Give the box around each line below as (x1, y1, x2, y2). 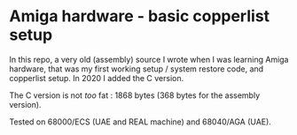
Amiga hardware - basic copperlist (9, 6, 270, 26)
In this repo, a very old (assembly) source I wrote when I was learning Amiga (9, 54, 289, 64)
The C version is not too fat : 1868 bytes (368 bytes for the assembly (9, 90, 260, 101)
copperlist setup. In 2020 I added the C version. (9, 72, 184, 83)
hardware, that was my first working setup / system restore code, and (9, 64, 264, 74)
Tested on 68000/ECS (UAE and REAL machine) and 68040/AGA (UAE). (9, 116, 272, 127)
